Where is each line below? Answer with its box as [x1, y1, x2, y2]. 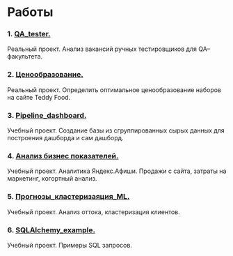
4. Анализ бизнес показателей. [7, 151, 119, 160]
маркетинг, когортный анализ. [7, 174, 97, 183]
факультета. [7, 52, 43, 61]
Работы [7, 4, 54, 20]
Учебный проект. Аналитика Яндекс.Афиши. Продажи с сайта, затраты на [7, 167, 227, 175]
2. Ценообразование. [7, 70, 83, 80]
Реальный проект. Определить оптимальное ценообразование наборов [7, 85, 221, 94]
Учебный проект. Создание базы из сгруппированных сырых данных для [7, 126, 225, 135]
